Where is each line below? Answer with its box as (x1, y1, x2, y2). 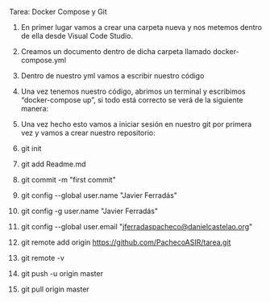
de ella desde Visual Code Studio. (20, 31, 134, 40)
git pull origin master (20, 284, 89, 294)
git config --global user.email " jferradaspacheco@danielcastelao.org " (20, 222, 253, 231)
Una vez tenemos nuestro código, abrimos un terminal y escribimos (20, 86, 246, 96)
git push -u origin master (20, 269, 104, 278)
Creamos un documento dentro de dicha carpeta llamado (20, 47, 212, 56)
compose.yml (20, 56, 67, 65)
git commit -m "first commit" (20, 175, 116, 184)
